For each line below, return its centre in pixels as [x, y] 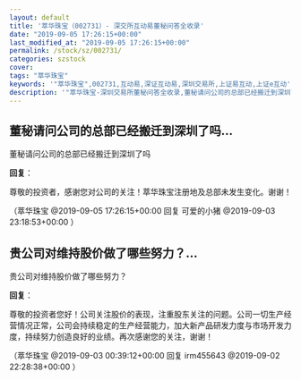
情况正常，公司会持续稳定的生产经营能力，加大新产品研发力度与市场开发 [150, 325]
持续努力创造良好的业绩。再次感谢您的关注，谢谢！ [119, 337]
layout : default [39, 17]
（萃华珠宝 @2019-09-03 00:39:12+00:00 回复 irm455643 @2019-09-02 [145, 356]
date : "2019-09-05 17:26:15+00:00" [76, 34]
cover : [21, 68]
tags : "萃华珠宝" [39, 76]
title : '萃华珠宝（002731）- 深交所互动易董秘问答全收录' [107, 26]
